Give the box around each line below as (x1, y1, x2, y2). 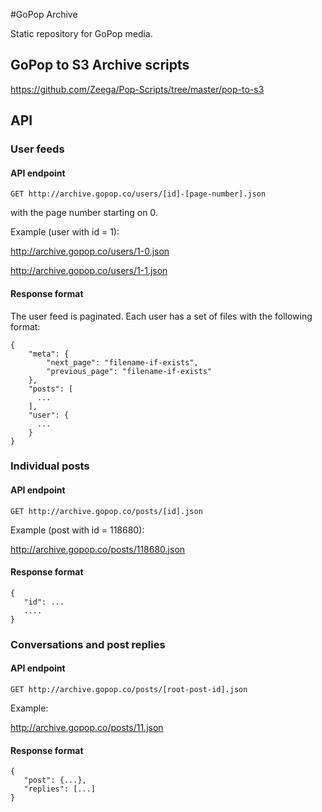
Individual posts (10, 459, 90, 473)
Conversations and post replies (10, 637, 166, 651)
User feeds (10, 142, 65, 156)
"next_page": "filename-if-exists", (46, 357, 199, 368)
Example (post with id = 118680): (10, 524, 145, 536)
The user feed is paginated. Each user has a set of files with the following (10, 310, 313, 322)
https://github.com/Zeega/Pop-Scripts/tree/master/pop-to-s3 (10, 83, 265, 95)
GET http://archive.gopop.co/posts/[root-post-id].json (10, 684, 248, 694)
